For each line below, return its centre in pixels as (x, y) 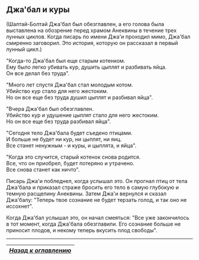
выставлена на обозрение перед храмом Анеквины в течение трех (92, 30)
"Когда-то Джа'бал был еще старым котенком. (66, 60)
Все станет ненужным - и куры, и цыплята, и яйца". (71, 145)
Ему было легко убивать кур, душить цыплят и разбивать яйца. (86, 67)
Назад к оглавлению (40, 250)
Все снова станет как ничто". (43, 169)
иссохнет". (20, 206)
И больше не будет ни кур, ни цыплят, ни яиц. (64, 139)
